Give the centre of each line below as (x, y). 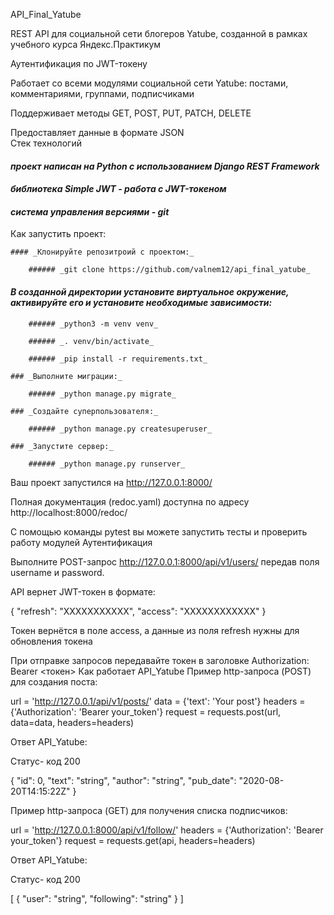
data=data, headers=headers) (72, 722)
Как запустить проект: (58, 234)
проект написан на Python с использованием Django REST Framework (165, 166)
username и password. (57, 572)
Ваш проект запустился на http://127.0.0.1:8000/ (111, 482)
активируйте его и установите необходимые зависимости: (141, 302)
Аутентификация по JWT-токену (79, 63)
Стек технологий (46, 143)
